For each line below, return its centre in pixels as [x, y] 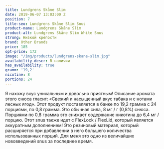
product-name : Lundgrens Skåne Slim [43, 28]
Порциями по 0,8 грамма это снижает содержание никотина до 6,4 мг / [82, 115]
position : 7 [17, 19]
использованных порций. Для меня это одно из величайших [70, 136]
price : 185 [16, 47]
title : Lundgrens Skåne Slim [35, 10]
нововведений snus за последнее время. [49, 141]
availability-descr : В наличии [38, 61]
